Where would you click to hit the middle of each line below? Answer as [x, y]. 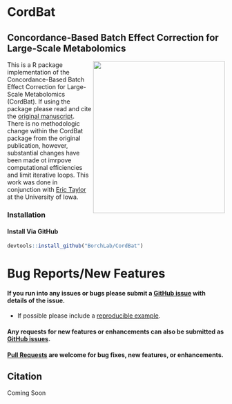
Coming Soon [27, 393]
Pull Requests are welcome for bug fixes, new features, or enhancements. [115, 355]
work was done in [32, 182]
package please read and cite [49, 109]
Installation [27, 215]
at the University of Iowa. [43, 197]
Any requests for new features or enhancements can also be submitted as [116, 331]
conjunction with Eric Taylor [47, 190]
